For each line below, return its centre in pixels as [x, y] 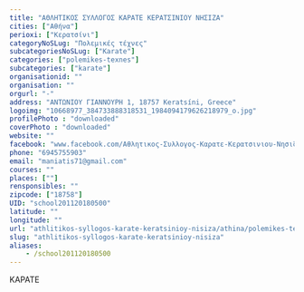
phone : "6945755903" [48, 152]
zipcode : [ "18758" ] [46, 195]
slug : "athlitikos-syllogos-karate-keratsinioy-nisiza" [117, 237]
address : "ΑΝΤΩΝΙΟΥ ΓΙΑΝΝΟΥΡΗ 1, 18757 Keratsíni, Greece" [123, 102]
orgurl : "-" [32, 93]
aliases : [26, 246]
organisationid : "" [46, 77]
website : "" [32, 136]
